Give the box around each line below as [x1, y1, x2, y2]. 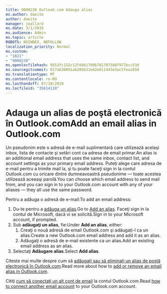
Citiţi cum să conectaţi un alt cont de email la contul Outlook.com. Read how [5, 278, 161, 284]
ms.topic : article [5, 35, 44, 40]
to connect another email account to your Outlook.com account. [5, 284, 137, 290]
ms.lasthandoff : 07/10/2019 [5, 81, 64, 86]
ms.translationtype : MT [5, 72, 55, 77]
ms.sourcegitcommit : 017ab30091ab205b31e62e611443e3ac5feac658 [5, 68, 140, 73]
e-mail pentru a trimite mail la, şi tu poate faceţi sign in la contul [5, 166, 136, 172]
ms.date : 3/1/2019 [5, 26, 44, 31]
